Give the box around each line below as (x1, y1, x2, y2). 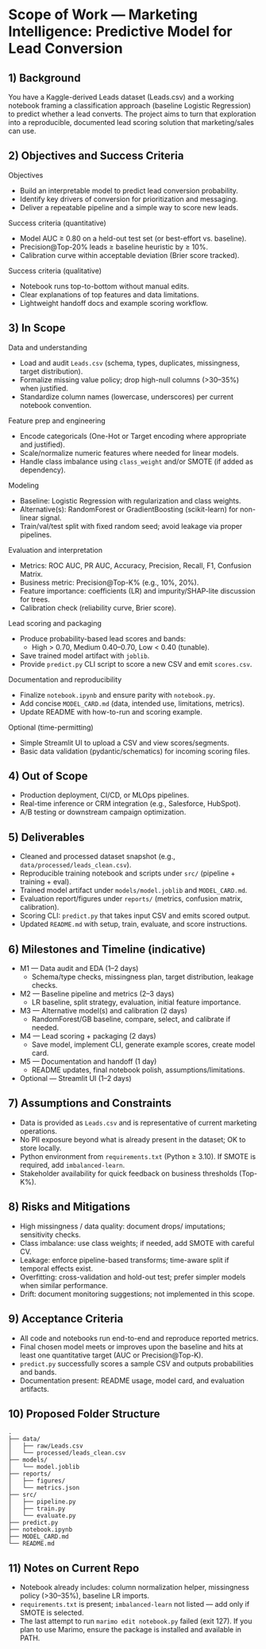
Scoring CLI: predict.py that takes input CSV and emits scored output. (19, 911, 251, 921)
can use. (8, 126, 37, 135)
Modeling (8, 480, 40, 490)
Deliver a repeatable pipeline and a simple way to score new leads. (19, 202, 239, 212)
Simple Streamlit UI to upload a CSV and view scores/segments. (19, 738, 229, 747)
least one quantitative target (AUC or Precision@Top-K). (19, 1350, 204, 1360)
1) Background (8, 71, 81, 84)
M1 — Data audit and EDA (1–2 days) (19, 964, 139, 973)
